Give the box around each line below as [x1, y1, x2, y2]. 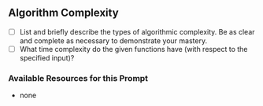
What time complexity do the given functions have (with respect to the [19, 44, 248, 53]
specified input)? [19, 53, 75, 62]
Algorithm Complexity [8, 6, 120, 20]
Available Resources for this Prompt [8, 72, 148, 83]
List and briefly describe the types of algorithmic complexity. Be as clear [19, 27, 255, 36]
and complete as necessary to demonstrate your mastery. [19, 35, 207, 46]
